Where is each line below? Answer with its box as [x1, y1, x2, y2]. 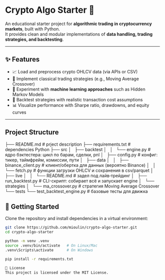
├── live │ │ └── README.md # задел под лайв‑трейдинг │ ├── [5, 172, 147, 179]
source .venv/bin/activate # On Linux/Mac [5, 243, 98, 248]
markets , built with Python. [5, 26, 60, 31]
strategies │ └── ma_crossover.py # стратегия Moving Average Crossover [5, 183, 160, 189]
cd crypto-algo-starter [5, 230, 54, 235]
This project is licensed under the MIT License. [5, 270, 109, 275]
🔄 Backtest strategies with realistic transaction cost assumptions [12, 96, 143, 102]
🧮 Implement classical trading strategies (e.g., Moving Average [12, 76, 139, 82]
